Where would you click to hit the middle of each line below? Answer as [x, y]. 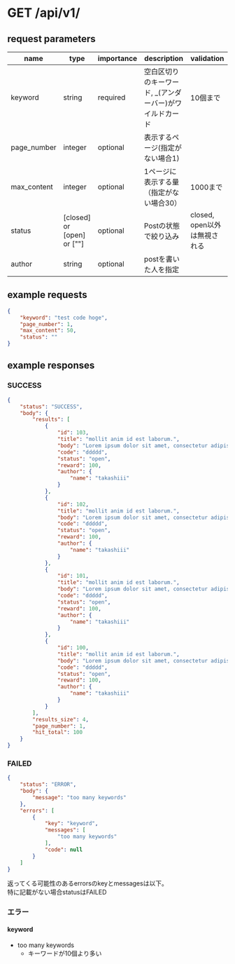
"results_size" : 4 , [61, 719]
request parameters [51, 39]
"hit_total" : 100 [57, 733]
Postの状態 [162, 226]
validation [207, 59]
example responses [51, 366]
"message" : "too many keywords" [80, 797]
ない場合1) [162, 158]
